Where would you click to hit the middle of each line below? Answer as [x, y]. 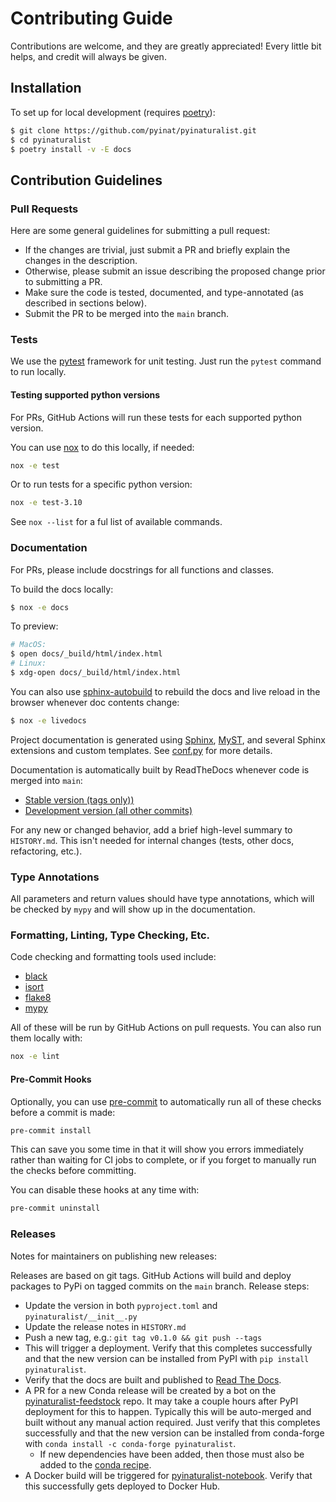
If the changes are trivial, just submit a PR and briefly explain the [157, 250]
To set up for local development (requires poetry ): [113, 112]
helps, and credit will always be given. [88, 56]
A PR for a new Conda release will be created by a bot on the [150, 1390]
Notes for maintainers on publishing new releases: [113, 1256]
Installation [46, 88]
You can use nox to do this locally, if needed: [102, 447]
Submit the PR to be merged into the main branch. [127, 314]
